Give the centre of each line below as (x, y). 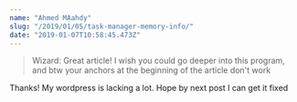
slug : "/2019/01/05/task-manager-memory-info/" (102, 26)
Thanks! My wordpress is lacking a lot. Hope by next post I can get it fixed (149, 88)
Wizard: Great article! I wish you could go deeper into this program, (158, 61)
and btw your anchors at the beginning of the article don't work (151, 70)
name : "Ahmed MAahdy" (51, 18)
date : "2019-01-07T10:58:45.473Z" (75, 35)
